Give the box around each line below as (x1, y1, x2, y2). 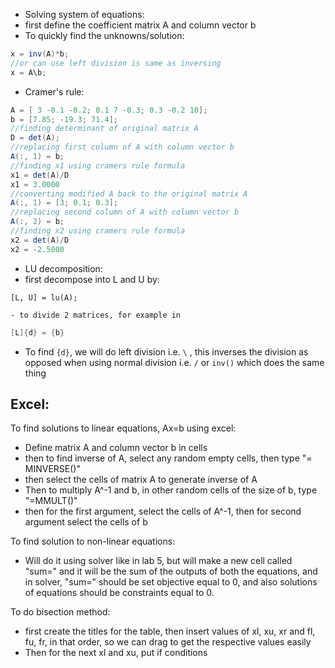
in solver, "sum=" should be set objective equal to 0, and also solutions (24, 576, 318, 588)
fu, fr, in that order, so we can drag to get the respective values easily (24, 636, 312, 648)
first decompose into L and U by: (24, 273, 160, 285)
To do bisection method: (10, 606, 111, 618)
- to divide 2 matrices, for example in (10, 310, 182, 320)
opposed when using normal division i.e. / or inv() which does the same (24, 356, 325, 368)
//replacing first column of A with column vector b (10, 142, 235, 153)
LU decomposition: (24, 262, 103, 274)
